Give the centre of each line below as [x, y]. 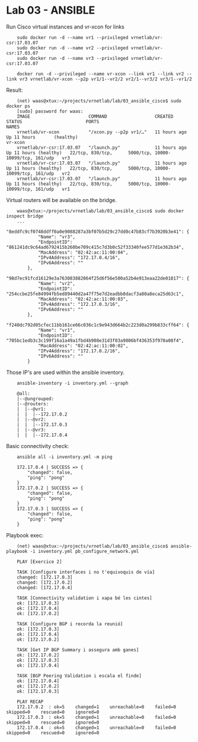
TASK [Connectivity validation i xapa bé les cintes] [84, 598]
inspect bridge [25, 216]
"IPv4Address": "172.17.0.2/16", [79, 351]
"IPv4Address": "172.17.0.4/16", [79, 258]
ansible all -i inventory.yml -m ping [65, 457]
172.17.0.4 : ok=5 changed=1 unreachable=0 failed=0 [97, 727]
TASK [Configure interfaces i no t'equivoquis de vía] [86, 572]
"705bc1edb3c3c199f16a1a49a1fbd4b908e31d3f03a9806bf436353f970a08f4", [95, 340]
